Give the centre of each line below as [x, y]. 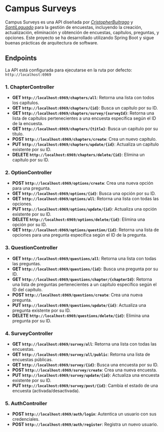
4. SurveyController [29, 333]
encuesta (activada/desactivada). [46, 390]
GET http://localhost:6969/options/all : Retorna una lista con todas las [85, 199]
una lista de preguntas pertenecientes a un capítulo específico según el [84, 284]
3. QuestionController [31, 248]
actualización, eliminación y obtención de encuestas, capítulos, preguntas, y [82, 32]
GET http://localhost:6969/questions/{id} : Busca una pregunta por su [85, 269]
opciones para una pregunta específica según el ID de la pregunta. [80, 235]
